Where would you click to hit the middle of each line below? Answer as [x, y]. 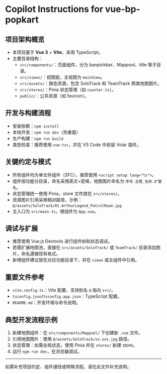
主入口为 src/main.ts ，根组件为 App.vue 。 [55, 211]
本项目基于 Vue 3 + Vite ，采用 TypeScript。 [57, 52]
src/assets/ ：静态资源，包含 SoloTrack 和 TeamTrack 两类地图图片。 [91, 83]
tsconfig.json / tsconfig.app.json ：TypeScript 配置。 [67, 296]
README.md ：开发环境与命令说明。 [46, 303]
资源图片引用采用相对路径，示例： [47, 200]
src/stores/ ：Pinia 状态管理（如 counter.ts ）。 [68, 90]
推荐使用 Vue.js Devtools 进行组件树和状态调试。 [62, 241]
